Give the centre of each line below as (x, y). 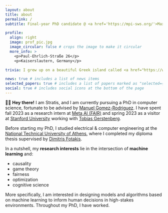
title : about (19, 15)
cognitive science (30, 185)
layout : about (20, 10)
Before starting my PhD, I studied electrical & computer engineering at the (81, 128)
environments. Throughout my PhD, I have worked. (57, 205)
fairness (21, 174)
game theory (25, 169)
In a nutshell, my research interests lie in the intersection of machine (77, 148)
